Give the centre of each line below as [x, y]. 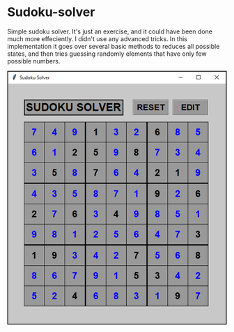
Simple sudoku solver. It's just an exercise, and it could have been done [110, 31]
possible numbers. [34, 61]
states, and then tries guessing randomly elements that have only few [107, 54]
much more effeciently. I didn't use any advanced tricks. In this [97, 38]
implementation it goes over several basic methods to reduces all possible [114, 46]
